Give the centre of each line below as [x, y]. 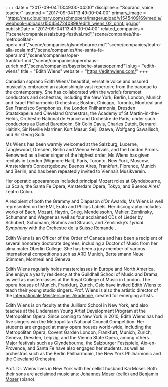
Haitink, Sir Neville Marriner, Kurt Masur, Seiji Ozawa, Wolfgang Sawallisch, [82, 129]
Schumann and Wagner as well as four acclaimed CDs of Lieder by [74, 217]
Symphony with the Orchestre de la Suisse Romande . [61, 228]
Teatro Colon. [19, 191]
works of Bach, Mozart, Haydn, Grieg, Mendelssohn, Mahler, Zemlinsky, [79, 212]
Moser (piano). [21, 379]
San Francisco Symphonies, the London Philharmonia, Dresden [70, 108]
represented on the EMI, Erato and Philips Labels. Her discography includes [83, 207]
